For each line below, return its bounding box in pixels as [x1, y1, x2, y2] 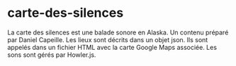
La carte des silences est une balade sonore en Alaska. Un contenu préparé [7, 28, 229, 37]
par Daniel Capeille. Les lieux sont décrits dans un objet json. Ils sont [7, 35, 208, 44]
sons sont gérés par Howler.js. [7, 51, 96, 59]
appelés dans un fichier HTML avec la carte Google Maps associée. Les [7, 43, 218, 51]
